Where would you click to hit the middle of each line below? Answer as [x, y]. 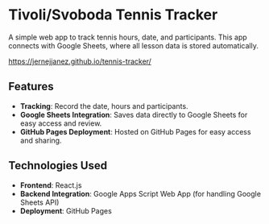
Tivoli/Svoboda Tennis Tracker [113, 15]
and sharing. [41, 140]
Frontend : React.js [51, 185]
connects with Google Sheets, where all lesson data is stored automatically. [134, 45]
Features [31, 87]
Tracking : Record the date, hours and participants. [104, 106]
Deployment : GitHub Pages [66, 210]
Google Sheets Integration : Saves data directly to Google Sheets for [134, 114]
